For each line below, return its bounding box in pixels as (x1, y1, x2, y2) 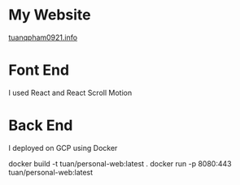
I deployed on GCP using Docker (8, 143, 118, 153)
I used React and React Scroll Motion (8, 88, 133, 97)
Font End (8, 61, 70, 80)
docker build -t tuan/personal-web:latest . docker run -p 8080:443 (8, 158, 232, 168)
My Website (8, 6, 91, 24)
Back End (8, 116, 73, 135)
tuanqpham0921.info (8, 32, 78, 42)
